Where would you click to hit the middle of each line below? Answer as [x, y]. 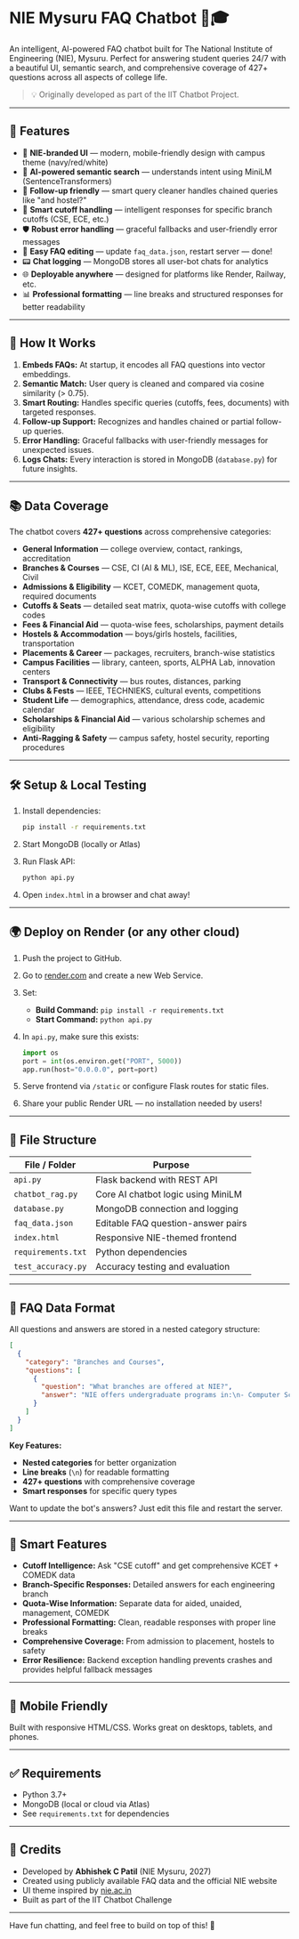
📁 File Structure [53, 1139]
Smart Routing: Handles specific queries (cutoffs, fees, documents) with [155, 402]
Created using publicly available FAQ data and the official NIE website [149, 1880]
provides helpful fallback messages [87, 1669]
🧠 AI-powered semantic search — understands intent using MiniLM [147, 172]
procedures [43, 747]
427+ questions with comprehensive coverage [109, 1481]
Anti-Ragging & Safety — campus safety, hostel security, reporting [145, 738]
